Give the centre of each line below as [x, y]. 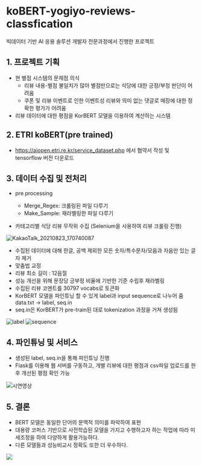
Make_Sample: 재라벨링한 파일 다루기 [68, 213]
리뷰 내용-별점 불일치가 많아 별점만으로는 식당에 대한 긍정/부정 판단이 [105, 85]
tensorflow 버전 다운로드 [44, 157]
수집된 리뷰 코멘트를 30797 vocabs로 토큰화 [67, 288]
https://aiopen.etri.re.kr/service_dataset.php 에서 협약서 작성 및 [92, 150]
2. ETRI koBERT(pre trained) [60, 135]
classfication [40, 24]
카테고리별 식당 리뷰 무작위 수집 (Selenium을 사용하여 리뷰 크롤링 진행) [98, 226]
